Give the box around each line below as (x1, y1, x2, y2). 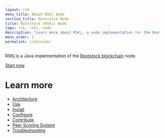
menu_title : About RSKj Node (5, 12, 65, 17)
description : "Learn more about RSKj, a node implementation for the (5, 30, 151, 35)
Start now (5, 62, 25, 68)
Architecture (12, 96, 38, 102)
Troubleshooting (12, 127, 46, 133)
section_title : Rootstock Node (5, 16, 69, 21)
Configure (12, 111, 33, 117)
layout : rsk (5, 7, 29, 12)
